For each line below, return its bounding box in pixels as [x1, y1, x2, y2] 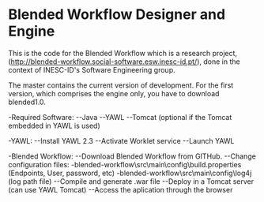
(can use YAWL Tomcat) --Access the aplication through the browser [8, 185, 233, 194]
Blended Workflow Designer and [8, 6, 226, 24]
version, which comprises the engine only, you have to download [8, 88, 220, 98]
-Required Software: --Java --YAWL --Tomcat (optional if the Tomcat [8, 112, 232, 122]
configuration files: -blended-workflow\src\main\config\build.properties [8, 159, 242, 169]
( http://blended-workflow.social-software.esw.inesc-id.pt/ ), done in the [8, 57, 240, 66]
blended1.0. [8, 97, 46, 107]
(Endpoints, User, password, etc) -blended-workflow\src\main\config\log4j [8, 168, 252, 178]
